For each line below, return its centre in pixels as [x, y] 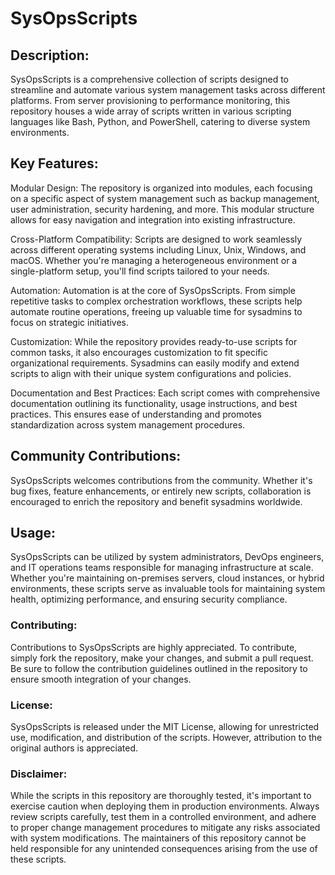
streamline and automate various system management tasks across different [168, 90]
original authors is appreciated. [74, 748]
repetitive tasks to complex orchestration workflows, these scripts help [156, 301]
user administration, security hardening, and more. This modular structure [162, 209]
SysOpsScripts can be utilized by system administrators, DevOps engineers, [167, 557]
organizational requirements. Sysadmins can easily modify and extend [155, 363]
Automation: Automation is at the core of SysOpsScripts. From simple [153, 290]
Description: [50, 55]
